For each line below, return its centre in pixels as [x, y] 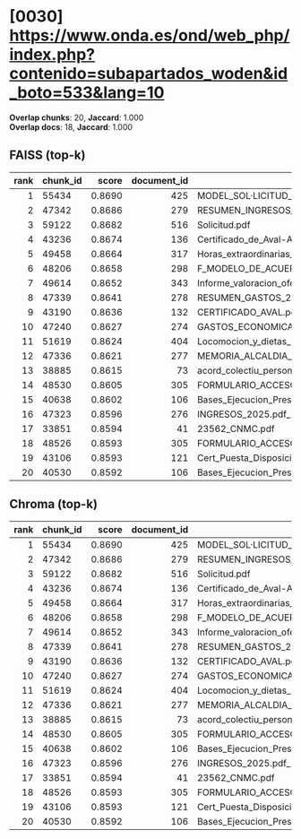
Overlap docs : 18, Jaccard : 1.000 [71, 126]
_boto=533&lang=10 [87, 93]
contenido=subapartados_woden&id [149, 74]
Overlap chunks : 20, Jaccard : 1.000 [77, 117]
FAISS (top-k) [47, 156]
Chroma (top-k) [54, 504]
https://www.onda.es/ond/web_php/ [150, 35]
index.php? [52, 55]
